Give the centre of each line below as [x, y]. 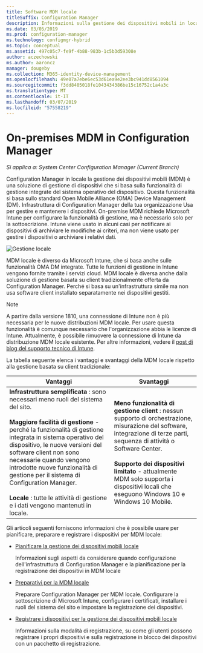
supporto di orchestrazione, [153, 418]
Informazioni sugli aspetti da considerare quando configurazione [95, 558]
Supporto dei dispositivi [149, 464]
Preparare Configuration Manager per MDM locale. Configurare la [97, 594]
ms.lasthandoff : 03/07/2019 [42, 102]
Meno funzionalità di [144, 403]
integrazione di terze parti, [151, 434]
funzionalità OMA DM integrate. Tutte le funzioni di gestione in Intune [92, 267]
